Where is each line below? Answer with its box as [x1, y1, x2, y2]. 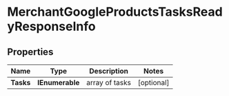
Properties [7, 46, 54, 58]
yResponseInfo [7, 19, 96, 34]
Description [89, 67, 129, 75]
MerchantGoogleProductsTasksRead [7, 4, 223, 20]
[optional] [137, 78, 170, 87]
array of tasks [86, 78, 131, 87]
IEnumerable [37, 78, 80, 87]
